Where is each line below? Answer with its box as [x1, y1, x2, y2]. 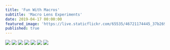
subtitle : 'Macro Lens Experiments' [5, 12, 82, 17]
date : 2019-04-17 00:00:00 [5, 16, 62, 21]
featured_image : [5, 21, 39, 26]
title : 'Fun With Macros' [5, 7, 60, 12]
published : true [5, 26, 39, 31]
